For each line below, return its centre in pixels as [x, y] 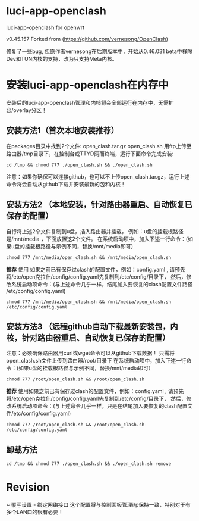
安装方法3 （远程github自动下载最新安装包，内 [92, 327]
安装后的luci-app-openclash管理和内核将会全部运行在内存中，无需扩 [90, 102]
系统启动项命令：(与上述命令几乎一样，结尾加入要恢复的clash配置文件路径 [102, 284]
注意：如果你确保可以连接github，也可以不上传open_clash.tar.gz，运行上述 [98, 176]
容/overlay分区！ [27, 110]
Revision [28, 487]
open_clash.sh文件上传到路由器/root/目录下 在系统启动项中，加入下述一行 [96, 361]
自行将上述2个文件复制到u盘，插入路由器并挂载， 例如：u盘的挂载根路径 [95, 231]
